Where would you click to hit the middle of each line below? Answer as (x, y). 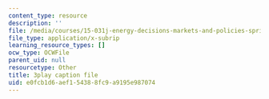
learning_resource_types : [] (57, 46)
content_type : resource (48, 16)
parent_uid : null (37, 61)
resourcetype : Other (43, 68)
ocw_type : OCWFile (39, 53)
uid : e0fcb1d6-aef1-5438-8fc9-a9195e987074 (82, 82)
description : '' (35, 23)
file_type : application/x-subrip (64, 38)
